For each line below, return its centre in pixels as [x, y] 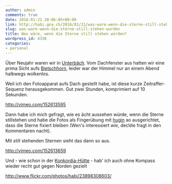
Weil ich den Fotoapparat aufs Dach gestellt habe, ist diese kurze [74, 84]
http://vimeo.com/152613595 [36, 104]
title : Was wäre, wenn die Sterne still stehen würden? [66, 34]
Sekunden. [17, 94]
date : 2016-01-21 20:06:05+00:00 [41, 19]
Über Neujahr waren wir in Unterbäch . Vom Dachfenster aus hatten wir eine [85, 63]
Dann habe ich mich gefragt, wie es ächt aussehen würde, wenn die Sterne [84, 114]
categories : [18, 44]
